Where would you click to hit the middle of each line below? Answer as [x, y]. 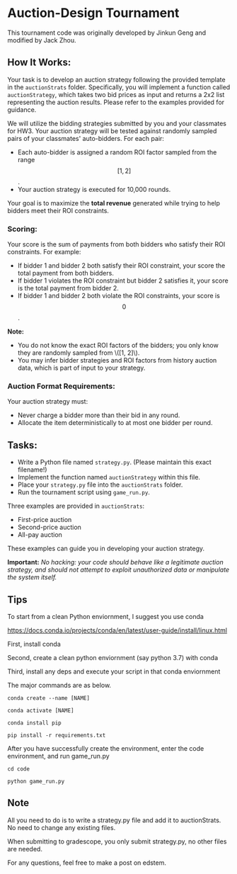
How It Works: [39, 63]
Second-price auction [49, 527]
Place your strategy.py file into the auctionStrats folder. [100, 485]
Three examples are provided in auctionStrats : [76, 506]
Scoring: [22, 229]
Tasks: [22, 445]
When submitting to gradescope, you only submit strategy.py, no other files [117, 841]
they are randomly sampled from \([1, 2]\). [79, 353]
